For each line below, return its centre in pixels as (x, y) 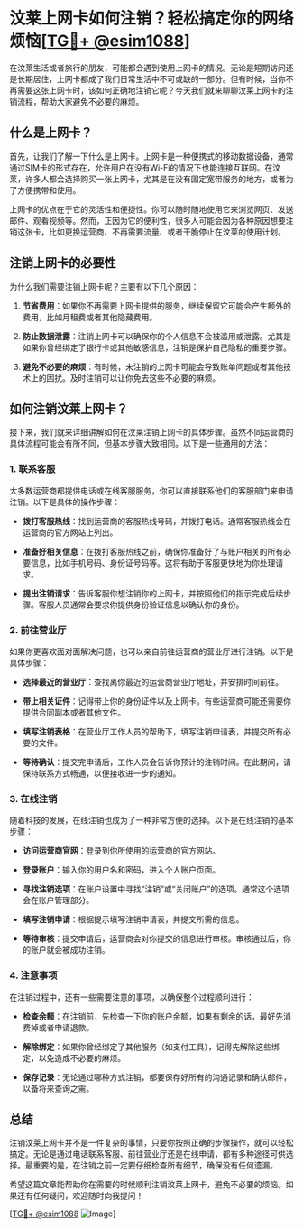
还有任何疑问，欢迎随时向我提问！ (80, 1196)
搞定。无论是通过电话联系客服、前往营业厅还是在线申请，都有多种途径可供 (147, 1154)
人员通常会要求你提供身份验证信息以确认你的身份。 (149, 605)
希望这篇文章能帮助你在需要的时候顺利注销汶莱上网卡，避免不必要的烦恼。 (147, 1185)
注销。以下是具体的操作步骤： (64, 502)
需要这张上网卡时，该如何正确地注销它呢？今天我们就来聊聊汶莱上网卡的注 (155, 90)
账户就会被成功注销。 (70, 950)
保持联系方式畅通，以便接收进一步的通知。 (101, 773)
